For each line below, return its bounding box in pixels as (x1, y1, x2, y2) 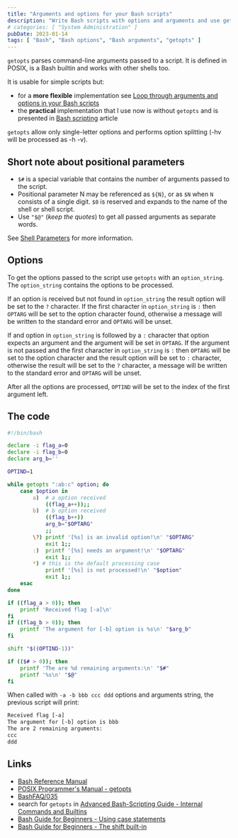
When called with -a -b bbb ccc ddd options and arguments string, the (7, 690, 214, 700)
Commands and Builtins (17, 807, 87, 815)
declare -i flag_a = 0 (7, 442, 69, 450)
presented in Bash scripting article (17, 114, 118, 123)
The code (7, 410, 50, 423)
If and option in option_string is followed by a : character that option (7, 331, 210, 339)
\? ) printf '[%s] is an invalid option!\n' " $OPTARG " (33, 533, 195, 540)
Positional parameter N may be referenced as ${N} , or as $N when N (17, 190, 214, 198)
